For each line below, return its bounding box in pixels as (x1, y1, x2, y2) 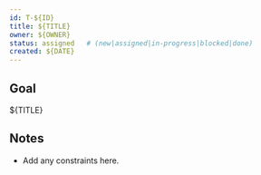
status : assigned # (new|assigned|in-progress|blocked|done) (9, 38, 254, 48)
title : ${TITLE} (9, 22, 71, 31)
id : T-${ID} (9, 13, 54, 23)
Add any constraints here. (22, 155, 120, 166)
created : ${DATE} (9, 47, 75, 56)
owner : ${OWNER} (9, 30, 71, 39)
